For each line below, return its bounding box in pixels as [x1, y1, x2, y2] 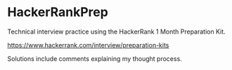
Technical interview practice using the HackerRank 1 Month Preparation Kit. [7, 27, 226, 36]
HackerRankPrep [7, 4, 109, 20]
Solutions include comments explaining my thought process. [7, 54, 183, 63]
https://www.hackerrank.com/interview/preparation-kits [7, 41, 169, 49]
